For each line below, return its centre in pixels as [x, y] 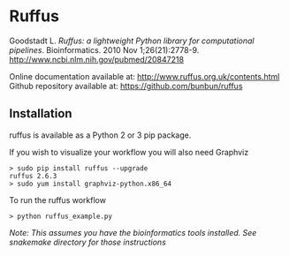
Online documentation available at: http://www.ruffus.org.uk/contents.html [144, 76]
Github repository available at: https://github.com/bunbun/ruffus [126, 86]
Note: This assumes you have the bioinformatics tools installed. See [133, 232]
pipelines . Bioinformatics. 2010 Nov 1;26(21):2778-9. [104, 49]
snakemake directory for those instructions [87, 242]
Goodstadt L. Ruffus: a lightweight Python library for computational [132, 41]
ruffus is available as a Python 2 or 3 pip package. [100, 135]
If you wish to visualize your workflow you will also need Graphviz [129, 152]
